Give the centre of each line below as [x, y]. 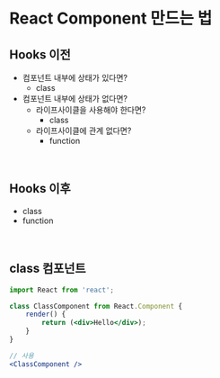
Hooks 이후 [40, 189]
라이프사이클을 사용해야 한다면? [91, 110]
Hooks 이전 [40, 54]
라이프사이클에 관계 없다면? [84, 130]
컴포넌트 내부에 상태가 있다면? [75, 78]
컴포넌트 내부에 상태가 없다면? [75, 99]
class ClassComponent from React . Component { [96, 306]
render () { [46, 315]
